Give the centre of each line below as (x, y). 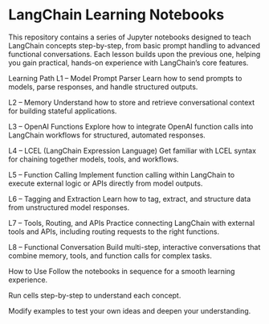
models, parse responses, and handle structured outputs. (103, 87)
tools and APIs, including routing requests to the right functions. (114, 232)
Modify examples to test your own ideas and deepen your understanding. (130, 310)
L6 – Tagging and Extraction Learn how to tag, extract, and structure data (130, 199)
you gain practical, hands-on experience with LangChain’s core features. (128, 63)
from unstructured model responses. (69, 207)
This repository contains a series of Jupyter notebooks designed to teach (130, 37)
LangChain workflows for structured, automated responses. (107, 135)
